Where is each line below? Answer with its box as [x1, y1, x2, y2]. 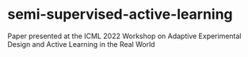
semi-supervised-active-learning [7, 5, 233, 23]
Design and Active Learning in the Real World [7, 39, 155, 48]
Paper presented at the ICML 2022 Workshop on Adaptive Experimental [7, 31, 242, 41]
